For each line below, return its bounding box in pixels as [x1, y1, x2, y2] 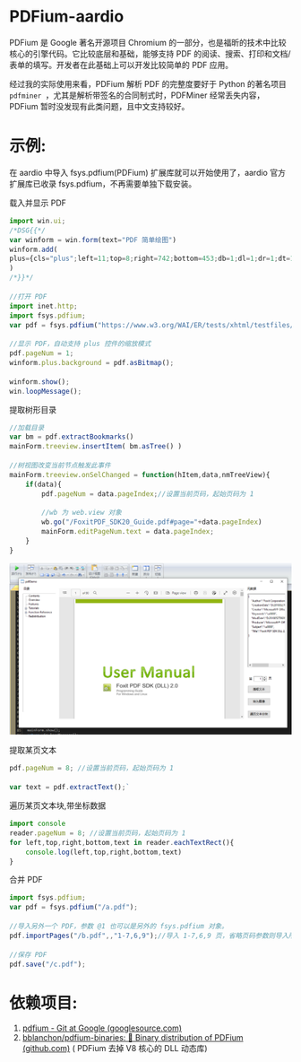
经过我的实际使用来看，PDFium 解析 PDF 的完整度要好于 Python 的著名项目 [9, 78, 287, 89]
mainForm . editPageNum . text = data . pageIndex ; [41, 527, 215, 536]
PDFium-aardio [9, 6, 125, 27]
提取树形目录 [9, 404, 56, 414]
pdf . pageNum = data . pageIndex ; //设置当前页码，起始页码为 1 [41, 489, 254, 499]
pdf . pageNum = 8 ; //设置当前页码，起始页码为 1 [9, 764, 175, 773]
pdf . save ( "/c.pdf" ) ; [9, 960, 87, 969]
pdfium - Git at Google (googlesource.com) [21, 1023, 182, 1033]
